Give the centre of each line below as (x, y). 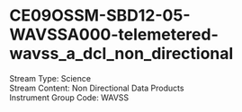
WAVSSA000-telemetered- (114, 34)
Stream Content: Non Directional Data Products (97, 88)
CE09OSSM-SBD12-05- (100, 16)
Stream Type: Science (50, 78)
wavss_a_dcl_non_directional (121, 54)
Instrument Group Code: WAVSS (69, 97)
